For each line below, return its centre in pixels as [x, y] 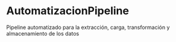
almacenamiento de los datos [43, 33]
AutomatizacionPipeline [68, 11]
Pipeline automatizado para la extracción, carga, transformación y [88, 27]
